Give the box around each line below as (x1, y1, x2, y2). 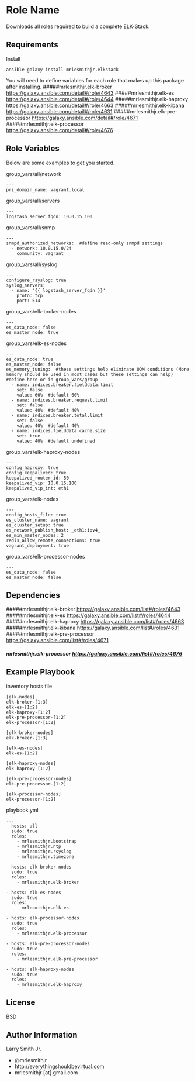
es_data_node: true (6, 356, 54, 362)
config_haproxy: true (6, 464, 59, 471)
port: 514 (16, 298, 41, 304)
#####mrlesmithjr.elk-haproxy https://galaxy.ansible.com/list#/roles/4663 (6, 618, 184, 625)
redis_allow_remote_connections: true (6, 537, 100, 543)
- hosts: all (6, 823, 38, 829)
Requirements (6, 40, 58, 50)
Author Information (6, 1030, 78, 1040)
